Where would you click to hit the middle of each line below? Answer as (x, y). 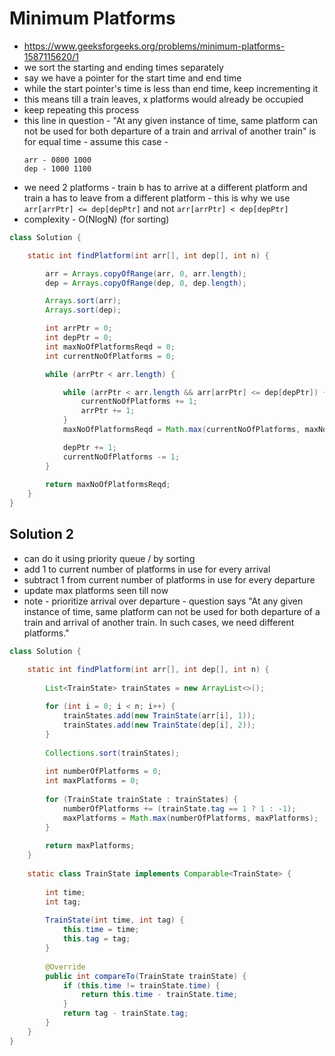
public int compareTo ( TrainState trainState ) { (146, 976)
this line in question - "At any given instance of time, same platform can (171, 120)
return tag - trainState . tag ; (125, 1013)
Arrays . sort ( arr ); (83, 301)
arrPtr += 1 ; (108, 411)
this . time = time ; (101, 930)
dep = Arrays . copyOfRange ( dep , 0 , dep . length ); (146, 283)
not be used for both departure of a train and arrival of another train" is (170, 131)
